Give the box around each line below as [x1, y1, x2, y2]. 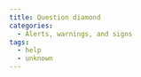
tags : [9, 37, 29, 47]
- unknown [17, 54, 53, 63]
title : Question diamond [9, 12, 101, 22]
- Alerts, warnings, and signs [17, 29, 133, 38]
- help [17, 46, 42, 55]
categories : [9, 21, 53, 30]
